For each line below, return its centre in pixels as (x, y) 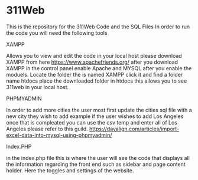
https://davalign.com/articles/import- (134, 129)
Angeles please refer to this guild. (47, 129)
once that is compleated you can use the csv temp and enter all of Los (92, 122)
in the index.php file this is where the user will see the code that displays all (98, 158)
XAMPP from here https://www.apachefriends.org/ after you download (92, 62)
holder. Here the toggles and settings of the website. (70, 170)
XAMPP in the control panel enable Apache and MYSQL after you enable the (99, 68)
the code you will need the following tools (57, 32)
